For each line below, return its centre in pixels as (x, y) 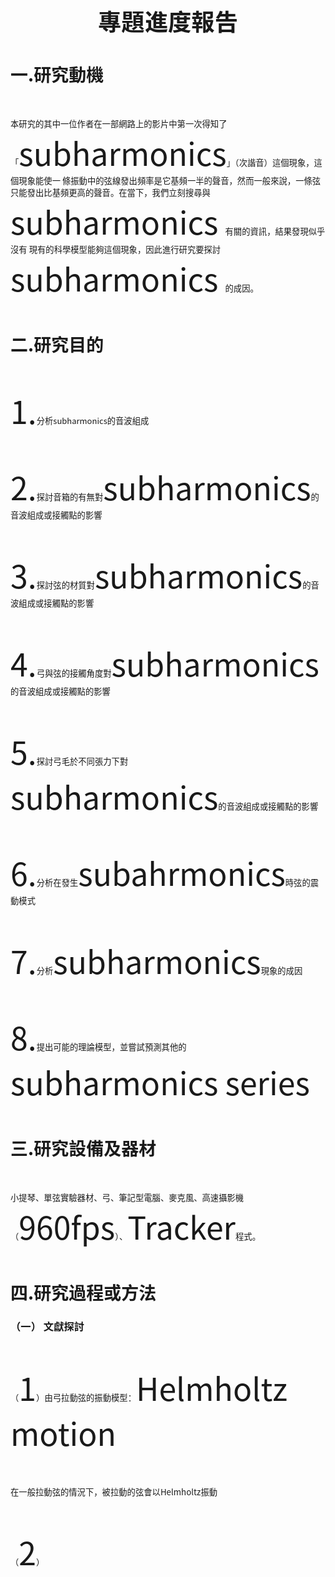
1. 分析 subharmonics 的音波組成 (80, 410)
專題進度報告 (168, 21)
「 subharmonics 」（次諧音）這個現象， (162, 152)
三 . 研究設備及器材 (83, 1147)
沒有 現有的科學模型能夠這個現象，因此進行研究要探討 (116, 249)
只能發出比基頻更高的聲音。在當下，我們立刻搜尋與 (110, 192)
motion (63, 1432)
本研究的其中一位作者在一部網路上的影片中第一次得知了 (119, 123)
